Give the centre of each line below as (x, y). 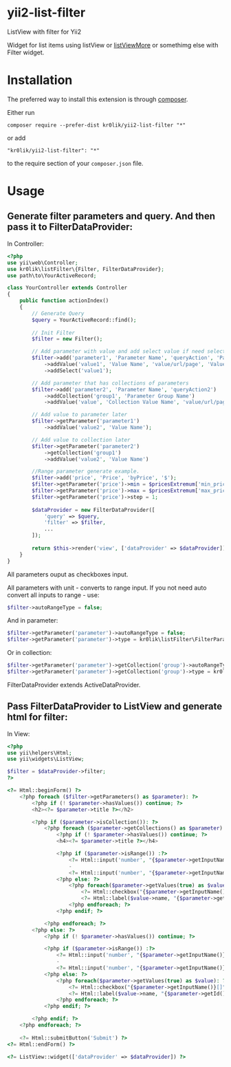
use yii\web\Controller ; (43, 263)
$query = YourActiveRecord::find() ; (84, 320)
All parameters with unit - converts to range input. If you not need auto (107, 588)
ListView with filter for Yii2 (44, 32)
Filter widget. (26, 52)
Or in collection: (30, 653)
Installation (40, 80)
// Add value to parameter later (80, 415)
